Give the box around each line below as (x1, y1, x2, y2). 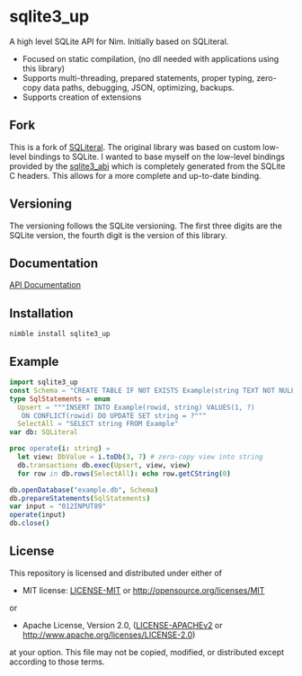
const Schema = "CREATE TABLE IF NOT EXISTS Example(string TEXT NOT (9, 386, 276, 395)
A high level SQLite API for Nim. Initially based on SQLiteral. (9, 36, 229, 47)
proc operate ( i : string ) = (9, 444, 111, 453)
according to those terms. (9, 656, 105, 667)
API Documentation (9, 280, 81, 290)
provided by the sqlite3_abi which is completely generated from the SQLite (9, 160, 286, 172)
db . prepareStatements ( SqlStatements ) (9, 494, 151, 503)
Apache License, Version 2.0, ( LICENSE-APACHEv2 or (22, 619, 223, 630)
